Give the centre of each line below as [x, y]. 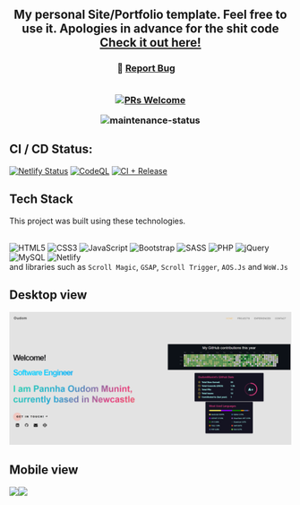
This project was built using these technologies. [98, 221]
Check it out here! [150, 43]
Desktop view [48, 295]
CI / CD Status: [51, 149]
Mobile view [44, 470]
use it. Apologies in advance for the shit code [150, 29]
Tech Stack [41, 200]
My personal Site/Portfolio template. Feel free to [150, 15]
